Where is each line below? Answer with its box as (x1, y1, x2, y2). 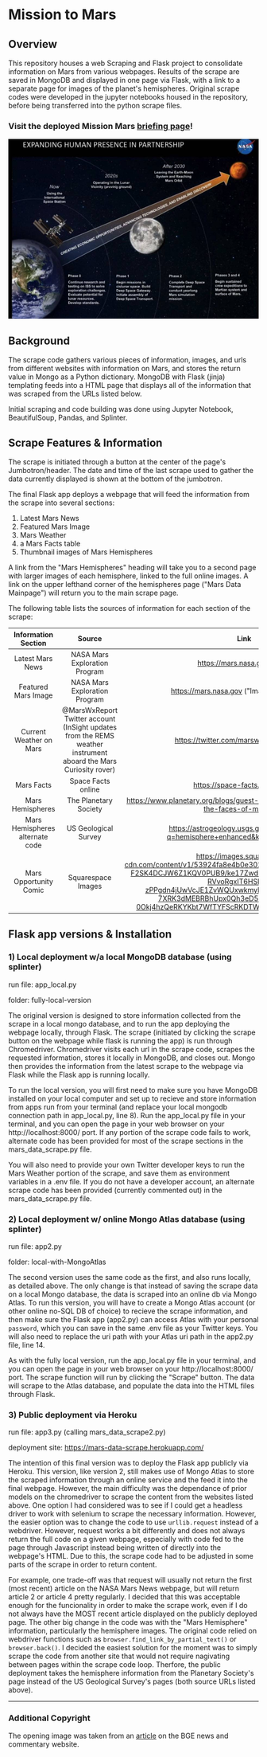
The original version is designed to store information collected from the (8, 1010, 241, 1020)
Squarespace (68, 872, 112, 882)
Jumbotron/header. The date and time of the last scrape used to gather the (8, 466, 254, 475)
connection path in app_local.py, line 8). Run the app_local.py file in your (8, 1110, 246, 1120)
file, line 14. (8, 1340, 45, 1349)
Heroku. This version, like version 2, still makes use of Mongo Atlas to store (8, 1467, 254, 1477)
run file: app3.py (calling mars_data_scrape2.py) (8, 1427, 166, 1437)
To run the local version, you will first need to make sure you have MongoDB (8, 1085, 258, 1094)
